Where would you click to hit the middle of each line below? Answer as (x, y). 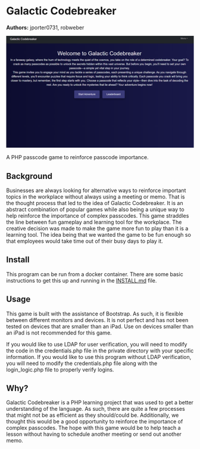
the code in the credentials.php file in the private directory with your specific (100, 351)
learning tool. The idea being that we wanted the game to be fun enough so (99, 234)
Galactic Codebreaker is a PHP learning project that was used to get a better (100, 402)
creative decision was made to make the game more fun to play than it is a (97, 228)
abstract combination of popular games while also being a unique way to (95, 209)
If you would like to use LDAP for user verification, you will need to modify (97, 344)
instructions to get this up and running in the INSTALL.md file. (82, 280)
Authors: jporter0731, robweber (45, 27)
